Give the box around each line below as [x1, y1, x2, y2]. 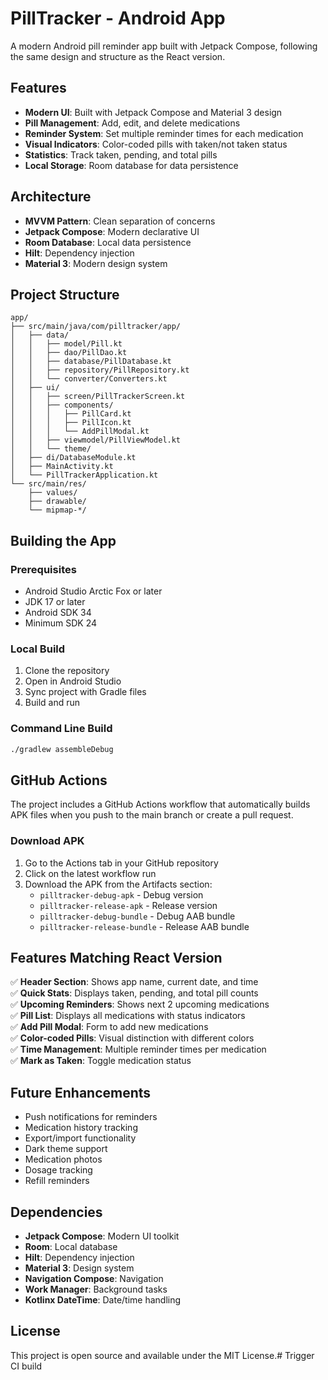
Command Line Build [10, 722, 113, 736]
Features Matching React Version [10, 950, 223, 967]
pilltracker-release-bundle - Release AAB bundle [39, 920, 250, 932]
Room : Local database [24, 1241, 118, 1253]
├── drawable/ [28, 497, 87, 507]
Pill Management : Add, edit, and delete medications [24, 117, 241, 129]
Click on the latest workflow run [24, 867, 157, 879]
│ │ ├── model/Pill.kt [10, 339, 123, 349]
